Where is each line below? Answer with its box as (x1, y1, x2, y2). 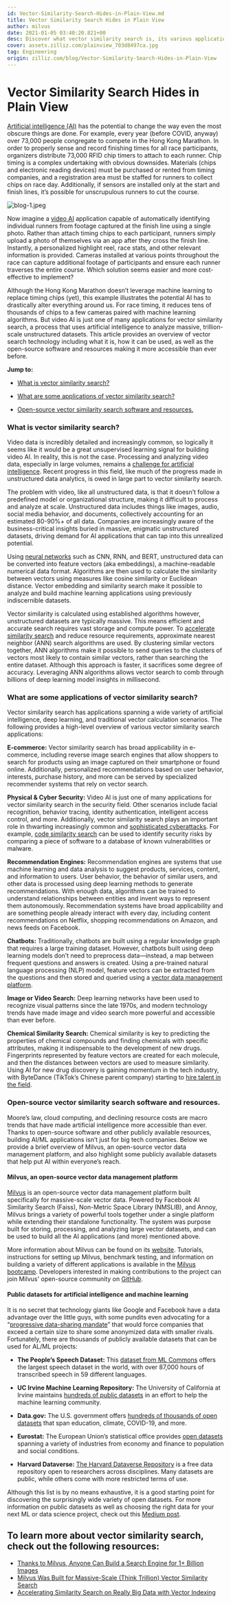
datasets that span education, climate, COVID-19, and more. (16, 1419, 187, 1427)
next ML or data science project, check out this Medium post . (7, 1509, 181, 1518)
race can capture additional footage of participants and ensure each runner (7, 258, 221, 266)
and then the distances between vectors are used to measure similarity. (7, 1059, 210, 1067)
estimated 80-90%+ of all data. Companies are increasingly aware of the (7, 517, 214, 525)
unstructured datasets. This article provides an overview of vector (23, 330, 211, 338)
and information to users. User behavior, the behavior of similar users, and (7, 872, 218, 881)
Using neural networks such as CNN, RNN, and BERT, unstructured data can (7, 552, 223, 561)
